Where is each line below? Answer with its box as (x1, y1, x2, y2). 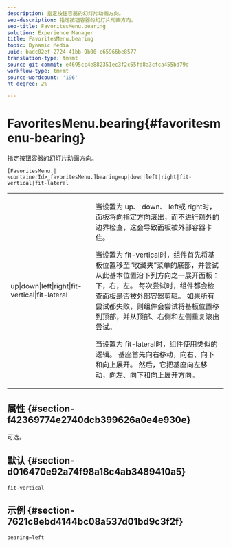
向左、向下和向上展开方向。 (109, 370, 199, 380)
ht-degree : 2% (7, 80, 48, 87)
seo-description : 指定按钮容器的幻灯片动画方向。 (7, 16, 137, 23)
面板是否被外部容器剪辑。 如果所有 (102, 291, 214, 301)
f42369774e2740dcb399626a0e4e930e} (7, 413, 191, 426)
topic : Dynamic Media (7, 42, 69, 49)
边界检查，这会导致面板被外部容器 (95, 222, 206, 232)
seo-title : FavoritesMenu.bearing (7, 23, 107, 30)
